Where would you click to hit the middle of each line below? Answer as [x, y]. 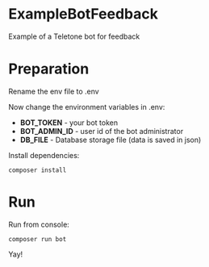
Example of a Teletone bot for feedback [74, 36]
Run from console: [39, 224]
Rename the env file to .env [54, 91]
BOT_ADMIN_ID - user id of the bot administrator [102, 131]
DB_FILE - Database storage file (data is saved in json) [111, 140]
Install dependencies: [44, 155]
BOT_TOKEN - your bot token [69, 123]
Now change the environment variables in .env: [87, 106]
